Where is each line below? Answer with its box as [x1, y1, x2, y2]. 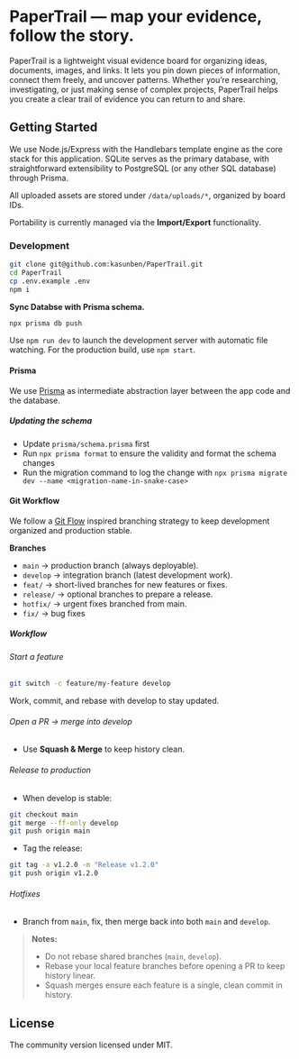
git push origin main [9, 826, 91, 835]
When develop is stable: [22, 792, 113, 803]
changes [22, 457, 56, 468]
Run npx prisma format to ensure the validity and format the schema [22, 448, 276, 459]
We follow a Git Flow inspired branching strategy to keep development [9, 516, 270, 526]
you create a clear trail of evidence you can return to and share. [9, 93, 246, 105]
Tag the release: [22, 843, 83, 854]
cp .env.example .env [9, 277, 91, 286]
